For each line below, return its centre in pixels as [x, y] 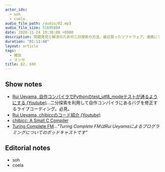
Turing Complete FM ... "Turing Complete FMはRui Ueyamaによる [77, 126]
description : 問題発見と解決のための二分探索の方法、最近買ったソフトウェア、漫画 [80, 37]
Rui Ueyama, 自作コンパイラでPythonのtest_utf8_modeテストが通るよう [85, 97]
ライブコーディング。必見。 [44, 109]
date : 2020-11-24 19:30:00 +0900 [39, 32]
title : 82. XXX [21, 64]
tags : [11, 50]
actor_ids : [16, 10]
